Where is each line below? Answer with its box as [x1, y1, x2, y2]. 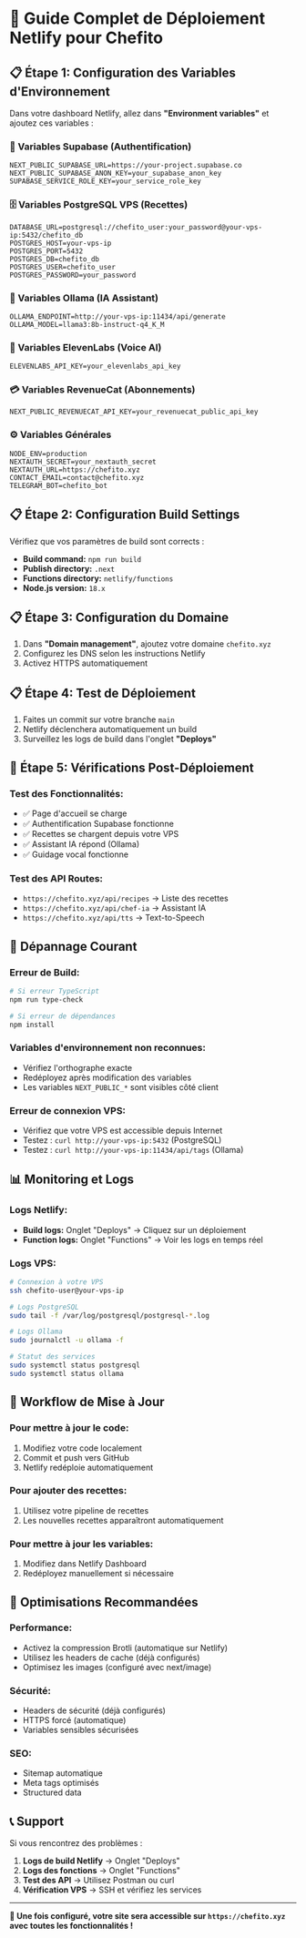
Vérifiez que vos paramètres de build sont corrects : [9, 535, 205, 546]
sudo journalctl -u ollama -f [9, 1336, 125, 1345]
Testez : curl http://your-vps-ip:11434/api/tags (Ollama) [22, 1144, 244, 1155]
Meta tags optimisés [22, 1778, 100, 1789]
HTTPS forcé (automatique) [22, 1715, 127, 1726]
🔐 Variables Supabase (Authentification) [9, 140, 192, 153]
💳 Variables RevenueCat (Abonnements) [9, 383, 196, 396]
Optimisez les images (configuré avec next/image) [22, 1661, 212, 1672]
